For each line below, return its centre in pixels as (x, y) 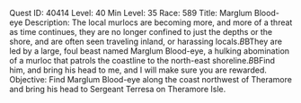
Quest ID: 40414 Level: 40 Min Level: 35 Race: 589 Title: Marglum (131, 13)
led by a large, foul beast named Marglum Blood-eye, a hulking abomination (150, 51)
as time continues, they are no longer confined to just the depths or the (141, 32)
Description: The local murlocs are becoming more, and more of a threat (159, 22)
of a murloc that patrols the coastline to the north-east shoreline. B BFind (142, 60)
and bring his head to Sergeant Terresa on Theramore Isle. (118, 89)
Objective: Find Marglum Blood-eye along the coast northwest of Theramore (150, 79)
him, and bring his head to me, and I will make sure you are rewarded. (138, 70)
